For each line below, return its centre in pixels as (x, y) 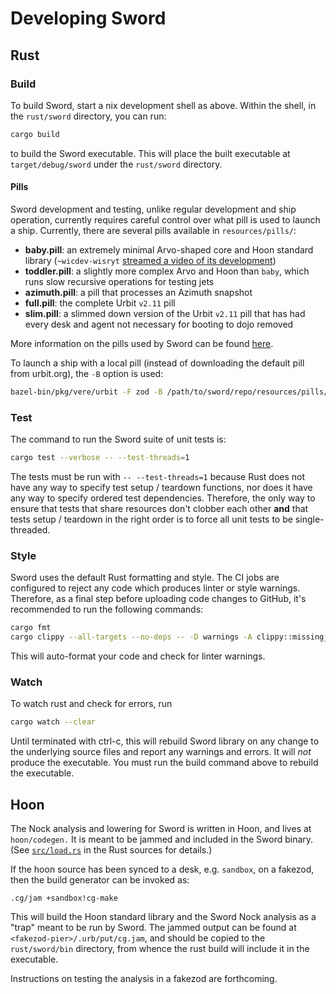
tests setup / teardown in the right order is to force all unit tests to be (151, 519)
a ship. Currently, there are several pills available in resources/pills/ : (153, 230)
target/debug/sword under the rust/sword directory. (116, 164)
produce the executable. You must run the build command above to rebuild (164, 763)
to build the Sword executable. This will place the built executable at (150, 153)
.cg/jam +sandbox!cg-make (64, 898)
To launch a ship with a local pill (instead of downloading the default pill (157, 363)
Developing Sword (88, 18)
